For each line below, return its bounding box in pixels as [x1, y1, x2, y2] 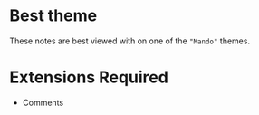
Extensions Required [9, 67, 169, 88]
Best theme [9, 5, 98, 26]
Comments [22, 97, 64, 108]
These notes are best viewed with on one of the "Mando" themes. [9, 35, 251, 46]
